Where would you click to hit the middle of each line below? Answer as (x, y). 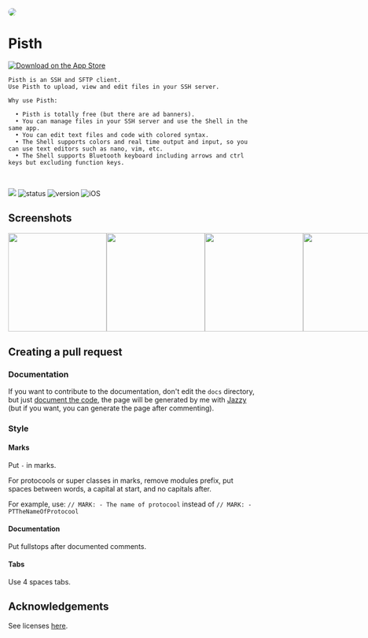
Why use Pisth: (33, 100)
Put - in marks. (32, 465)
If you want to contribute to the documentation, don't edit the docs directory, (132, 391)
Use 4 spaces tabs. (39, 581)
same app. (24, 128)
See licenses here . (38, 625)
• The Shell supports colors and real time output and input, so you (131, 142)
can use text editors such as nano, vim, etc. (86, 149)
